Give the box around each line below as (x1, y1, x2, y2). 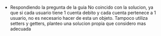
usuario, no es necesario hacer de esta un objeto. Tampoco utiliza (10, 15, 148, 21)
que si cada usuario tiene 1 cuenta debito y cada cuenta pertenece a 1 (10, 10, 156, 16)
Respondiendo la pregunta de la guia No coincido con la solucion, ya (10, 5, 153, 10)
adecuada (10, 26, 31, 32)
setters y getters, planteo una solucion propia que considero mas (10, 20, 146, 26)
